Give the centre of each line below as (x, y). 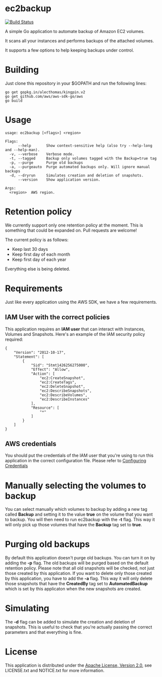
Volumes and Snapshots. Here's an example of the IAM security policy (75, 334)
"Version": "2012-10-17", (40, 352)
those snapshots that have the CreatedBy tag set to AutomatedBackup (76, 584)
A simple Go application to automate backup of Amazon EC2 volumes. (75, 31)
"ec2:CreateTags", (58, 382)
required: (14, 339)
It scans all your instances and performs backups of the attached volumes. (80, 41)
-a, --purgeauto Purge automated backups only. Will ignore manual (80, 167)
